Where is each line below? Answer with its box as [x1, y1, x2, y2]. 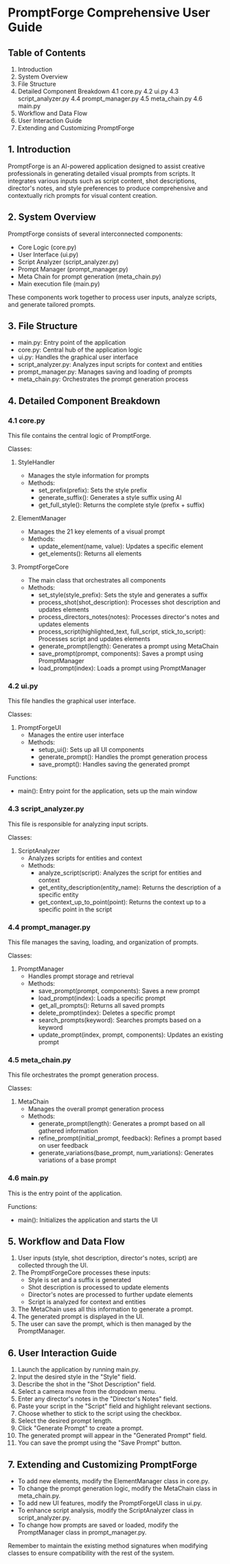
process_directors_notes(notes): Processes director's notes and [38, 613, 220, 621]
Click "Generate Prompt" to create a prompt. [17, 1424, 143, 1432]
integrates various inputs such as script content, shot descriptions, [8, 176, 197, 185]
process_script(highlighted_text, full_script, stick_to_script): [38, 627, 206, 636]
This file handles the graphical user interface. [8, 697, 137, 705]
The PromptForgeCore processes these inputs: [17, 1268, 150, 1277]
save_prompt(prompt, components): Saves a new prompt [38, 987, 200, 995]
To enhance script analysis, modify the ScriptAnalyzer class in [17, 1506, 194, 1514]
